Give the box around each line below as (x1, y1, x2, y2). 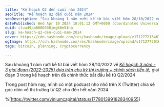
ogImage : (5, 39, 23, 44)
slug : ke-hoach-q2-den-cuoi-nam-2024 (5, 30, 82, 35)
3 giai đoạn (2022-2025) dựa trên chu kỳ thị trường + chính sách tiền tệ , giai (5, 67, 159, 73)
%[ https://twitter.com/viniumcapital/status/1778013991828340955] (5, 96, 141, 102)
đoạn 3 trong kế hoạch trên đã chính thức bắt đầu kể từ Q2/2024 (5, 72, 136, 78)
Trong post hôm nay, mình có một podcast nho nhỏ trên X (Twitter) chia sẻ (5, 81, 155, 87)
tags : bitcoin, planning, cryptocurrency (5, 44, 91, 49)
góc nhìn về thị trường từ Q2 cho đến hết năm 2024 (5, 86, 109, 92)
